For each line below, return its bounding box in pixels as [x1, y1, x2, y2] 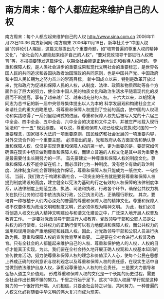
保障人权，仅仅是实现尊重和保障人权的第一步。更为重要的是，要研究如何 [13, 143, 159, 149]
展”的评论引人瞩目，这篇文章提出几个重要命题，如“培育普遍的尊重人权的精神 [5, 46, 158, 52]
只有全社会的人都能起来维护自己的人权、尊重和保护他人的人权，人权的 [13, 240, 154, 246]
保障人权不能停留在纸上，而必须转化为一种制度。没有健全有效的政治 [13, 161, 150, 167]
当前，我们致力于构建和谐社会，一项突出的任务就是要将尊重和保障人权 [14, 173, 156, 179]
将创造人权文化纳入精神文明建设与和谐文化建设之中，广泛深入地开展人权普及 [5, 210, 159, 215]
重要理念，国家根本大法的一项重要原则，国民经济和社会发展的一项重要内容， [5, 131, 159, 137]
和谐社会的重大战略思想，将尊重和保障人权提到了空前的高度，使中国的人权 [5, 106, 154, 112]
